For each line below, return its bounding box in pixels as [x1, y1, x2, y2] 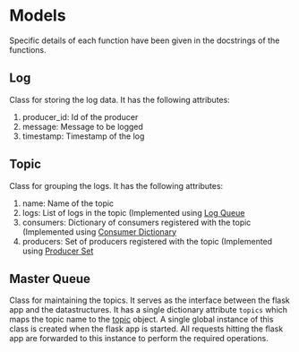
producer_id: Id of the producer [21, 111, 139, 122]
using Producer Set [21, 245, 94, 256]
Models [9, 5, 66, 26]
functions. [9, 44, 47, 55]
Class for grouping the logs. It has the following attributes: [9, 180, 224, 191]
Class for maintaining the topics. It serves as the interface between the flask [9, 295, 290, 305]
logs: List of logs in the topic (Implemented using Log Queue [21, 207, 245, 218]
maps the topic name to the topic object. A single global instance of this [9, 314, 274, 325]
